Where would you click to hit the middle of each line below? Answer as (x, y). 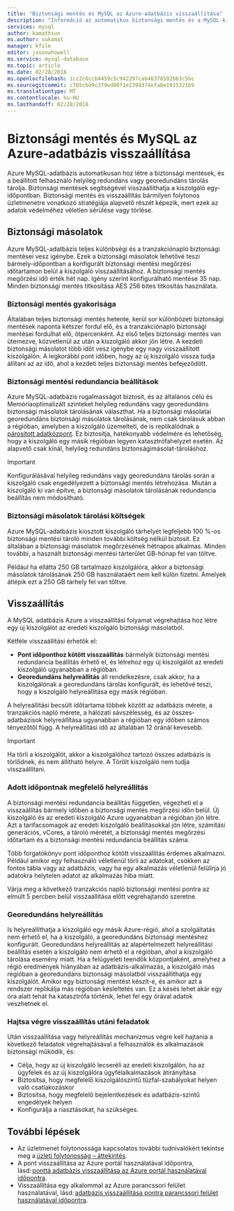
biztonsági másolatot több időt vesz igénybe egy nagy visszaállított (103, 349)
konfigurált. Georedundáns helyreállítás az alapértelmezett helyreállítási (110, 944)
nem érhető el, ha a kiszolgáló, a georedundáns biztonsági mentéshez (108, 937)
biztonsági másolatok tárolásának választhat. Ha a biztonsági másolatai (109, 411)
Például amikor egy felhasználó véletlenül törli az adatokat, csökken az (109, 860)
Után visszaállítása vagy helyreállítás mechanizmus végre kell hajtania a (110, 1037)
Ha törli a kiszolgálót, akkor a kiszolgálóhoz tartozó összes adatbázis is (109, 754)
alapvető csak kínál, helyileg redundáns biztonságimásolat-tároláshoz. (108, 449)
